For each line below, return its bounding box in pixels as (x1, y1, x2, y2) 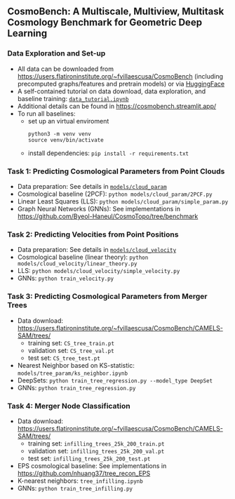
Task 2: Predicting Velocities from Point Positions (7, 229, 179, 239)
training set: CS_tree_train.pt (27, 338, 114, 347)
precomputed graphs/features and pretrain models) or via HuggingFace (17, 79, 225, 88)
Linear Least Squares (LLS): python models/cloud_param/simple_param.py (17, 197, 229, 206)
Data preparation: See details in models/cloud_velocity (17, 246, 177, 254)
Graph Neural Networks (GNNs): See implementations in (17, 204, 181, 213)
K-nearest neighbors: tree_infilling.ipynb (17, 477, 144, 485)
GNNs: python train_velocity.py (17, 274, 114, 283)
